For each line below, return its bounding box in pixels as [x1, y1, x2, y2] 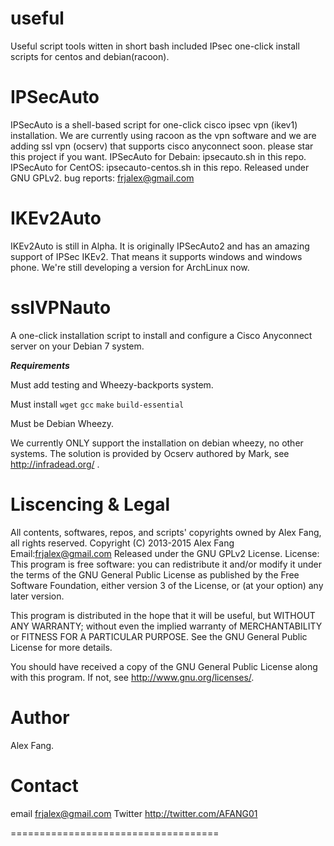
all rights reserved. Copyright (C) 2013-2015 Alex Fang [10, 537, 235, 549]
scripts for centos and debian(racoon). [10, 50, 170, 62]
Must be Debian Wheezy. [10, 417, 115, 429]
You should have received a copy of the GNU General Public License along [10, 660, 318, 672]
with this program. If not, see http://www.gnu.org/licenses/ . [10, 671, 255, 683]
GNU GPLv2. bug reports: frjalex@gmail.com [10, 172, 195, 184]
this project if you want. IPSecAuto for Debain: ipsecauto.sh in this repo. [10, 150, 307, 162]
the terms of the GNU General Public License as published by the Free [10, 568, 300, 581]
